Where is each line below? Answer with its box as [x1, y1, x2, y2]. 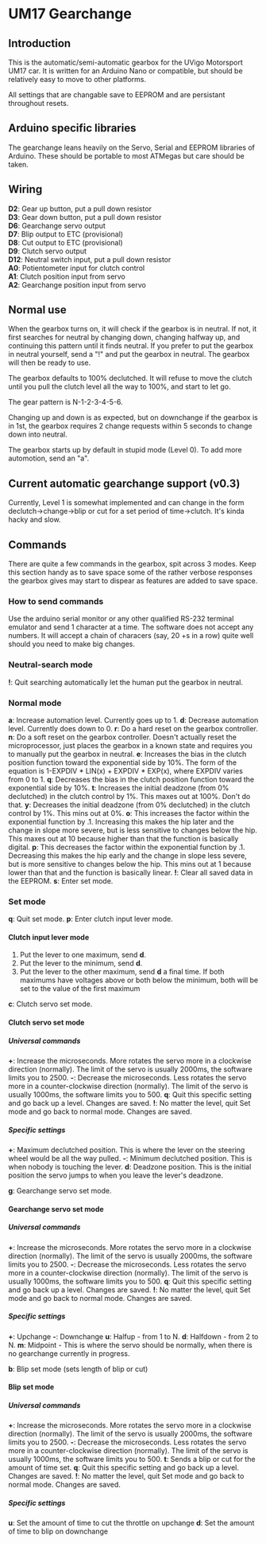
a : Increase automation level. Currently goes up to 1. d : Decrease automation [8, 715, 259, 725]
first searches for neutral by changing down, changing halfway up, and [8, 332, 241, 343]
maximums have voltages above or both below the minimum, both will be [19, 975, 259, 985]
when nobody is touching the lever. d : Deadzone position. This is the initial [8, 1162, 252, 1171]
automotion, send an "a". [8, 453, 90, 463]
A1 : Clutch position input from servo [8, 272, 125, 281]
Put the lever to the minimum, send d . [19, 958, 143, 968]
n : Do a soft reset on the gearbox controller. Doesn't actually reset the [8, 732, 237, 742]
